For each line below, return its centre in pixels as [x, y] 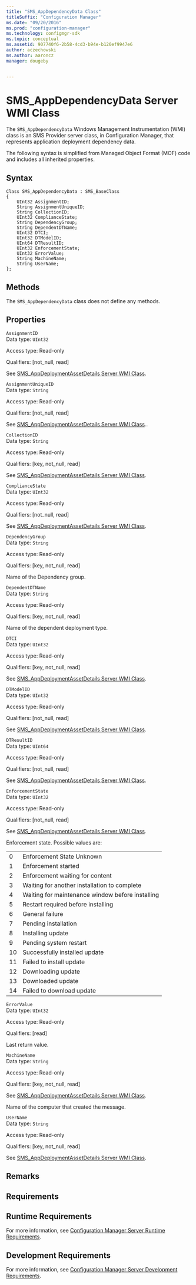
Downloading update [52, 971]
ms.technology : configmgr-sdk [43, 34]
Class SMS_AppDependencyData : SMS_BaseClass [63, 192]
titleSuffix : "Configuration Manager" [54, 17]
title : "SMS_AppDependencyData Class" [54, 11]
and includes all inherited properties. [51, 159]
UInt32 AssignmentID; [43, 202]
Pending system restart [55, 942]
